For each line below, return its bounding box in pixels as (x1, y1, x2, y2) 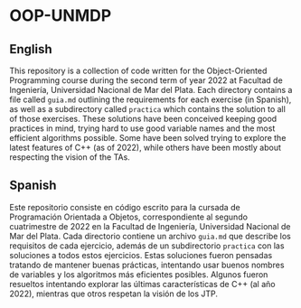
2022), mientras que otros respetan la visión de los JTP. (9, 288, 219, 299)
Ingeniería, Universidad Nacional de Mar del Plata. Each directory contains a (9, 85, 293, 95)
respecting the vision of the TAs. (9, 152, 131, 163)
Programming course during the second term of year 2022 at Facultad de (9, 75, 283, 86)
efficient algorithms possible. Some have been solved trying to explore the (9, 133, 287, 143)
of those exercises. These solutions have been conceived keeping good (9, 114, 277, 124)
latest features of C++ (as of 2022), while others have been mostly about (9, 142, 282, 153)
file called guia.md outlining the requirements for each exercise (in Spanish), (9, 94, 292, 105)
